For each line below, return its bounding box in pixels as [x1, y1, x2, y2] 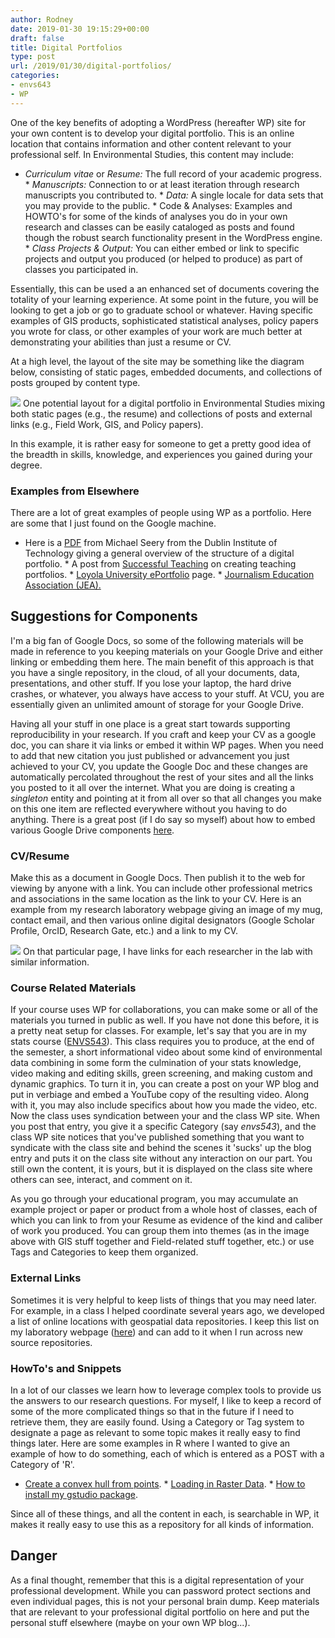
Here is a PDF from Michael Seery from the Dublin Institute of [24, 536, 278, 548]
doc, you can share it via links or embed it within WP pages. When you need [10, 739, 324, 751]
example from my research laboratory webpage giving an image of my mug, [10, 904, 323, 916]
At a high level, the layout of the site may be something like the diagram [10, 355, 305, 367]
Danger [10, 1547, 58, 1565]
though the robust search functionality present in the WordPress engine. [24, 231, 323, 243]
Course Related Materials [10, 981, 137, 995]
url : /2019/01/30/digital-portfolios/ [10, 61, 172, 71]
